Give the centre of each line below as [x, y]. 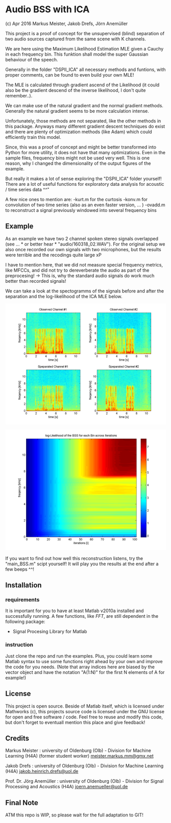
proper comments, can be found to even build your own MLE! [70, 75]
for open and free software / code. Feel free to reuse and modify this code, [84, 717]
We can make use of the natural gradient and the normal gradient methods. [84, 105]
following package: [25, 622]
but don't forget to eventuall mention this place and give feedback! [75, 722]
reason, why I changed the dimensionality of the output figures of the [78, 163]
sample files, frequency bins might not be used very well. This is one [77, 158]
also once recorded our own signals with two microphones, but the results [83, 249]
